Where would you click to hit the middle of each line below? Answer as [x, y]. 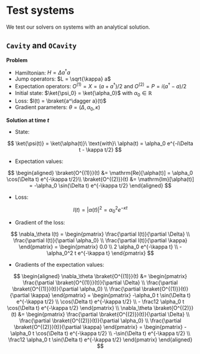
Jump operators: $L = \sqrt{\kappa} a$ [63, 79]
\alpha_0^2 [60, 253]
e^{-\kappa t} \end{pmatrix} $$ [116, 253]
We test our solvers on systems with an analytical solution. [78, 27]
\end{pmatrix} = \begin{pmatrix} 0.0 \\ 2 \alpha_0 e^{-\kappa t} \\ [99, 247]
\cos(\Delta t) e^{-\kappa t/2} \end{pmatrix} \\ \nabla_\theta [79, 308]
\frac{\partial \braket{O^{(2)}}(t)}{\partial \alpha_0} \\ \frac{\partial [100, 321]
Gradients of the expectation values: [59, 265]
